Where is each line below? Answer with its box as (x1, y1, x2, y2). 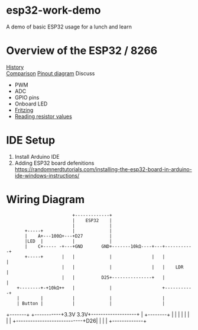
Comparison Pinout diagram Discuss (6, 69, 95, 77)
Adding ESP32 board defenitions (14, 159, 95, 166)
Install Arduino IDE (14, 153, 60, 160)
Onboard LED (14, 100, 48, 107)
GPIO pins (14, 94, 40, 101)
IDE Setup (6, 134, 56, 147)
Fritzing (14, 106, 34, 113)
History (6, 63, 24, 71)
